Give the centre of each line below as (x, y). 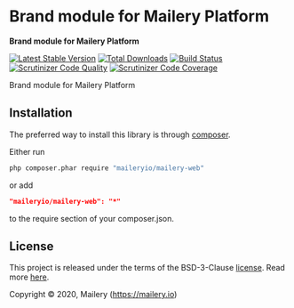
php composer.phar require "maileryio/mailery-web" (107, 168)
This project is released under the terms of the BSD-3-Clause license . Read (147, 268)
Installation (41, 113)
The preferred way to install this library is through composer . (120, 134)
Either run (27, 151)
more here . (29, 277)
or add (21, 185)
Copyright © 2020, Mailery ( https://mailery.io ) (93, 295)
